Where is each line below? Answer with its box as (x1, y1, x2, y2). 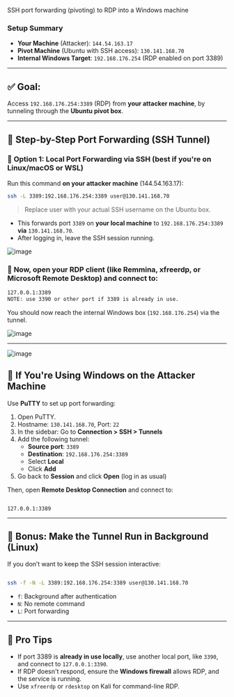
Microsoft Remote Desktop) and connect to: (7, 273, 158, 283)
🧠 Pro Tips (7, 633, 52, 645)
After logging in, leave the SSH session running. (17, 233, 155, 242)
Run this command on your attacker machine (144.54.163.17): (7, 179, 184, 187)
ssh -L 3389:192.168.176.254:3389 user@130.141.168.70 (7, 192, 170, 200)
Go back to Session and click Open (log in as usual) (17, 471, 167, 480)
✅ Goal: (7, 80, 41, 93)
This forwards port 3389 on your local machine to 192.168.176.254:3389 (17, 219, 224, 227)
